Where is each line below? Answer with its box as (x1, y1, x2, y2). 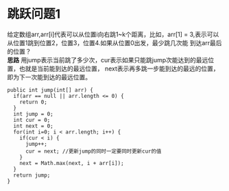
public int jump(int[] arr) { (7, 86, 94, 93)
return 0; (19, 99, 48, 105)
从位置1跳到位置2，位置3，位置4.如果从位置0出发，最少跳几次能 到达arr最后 (7, 38, 222, 47)
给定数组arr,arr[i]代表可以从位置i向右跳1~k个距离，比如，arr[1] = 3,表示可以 (7, 30, 219, 38)
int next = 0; (13, 123, 53, 129)
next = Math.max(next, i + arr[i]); (19, 160, 125, 166)
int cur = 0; (13, 116, 51, 123)
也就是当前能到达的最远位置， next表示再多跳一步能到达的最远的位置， (19, 64, 219, 73)
